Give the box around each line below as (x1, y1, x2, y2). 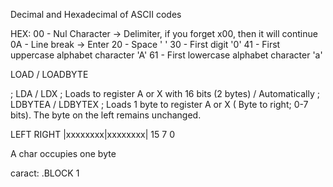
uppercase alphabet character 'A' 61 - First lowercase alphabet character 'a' (10, 49, 323, 61)
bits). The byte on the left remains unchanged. (10, 109, 202, 121)
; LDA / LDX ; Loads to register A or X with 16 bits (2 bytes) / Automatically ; (10, 88, 320, 99)
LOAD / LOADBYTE (10, 69, 89, 80)
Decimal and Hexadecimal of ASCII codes (10, 9, 182, 20)
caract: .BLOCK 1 (10, 167, 80, 179)
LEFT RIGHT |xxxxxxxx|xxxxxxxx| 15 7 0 (10, 129, 175, 140)
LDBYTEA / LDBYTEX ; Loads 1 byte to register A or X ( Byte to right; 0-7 (10, 99, 309, 110)
